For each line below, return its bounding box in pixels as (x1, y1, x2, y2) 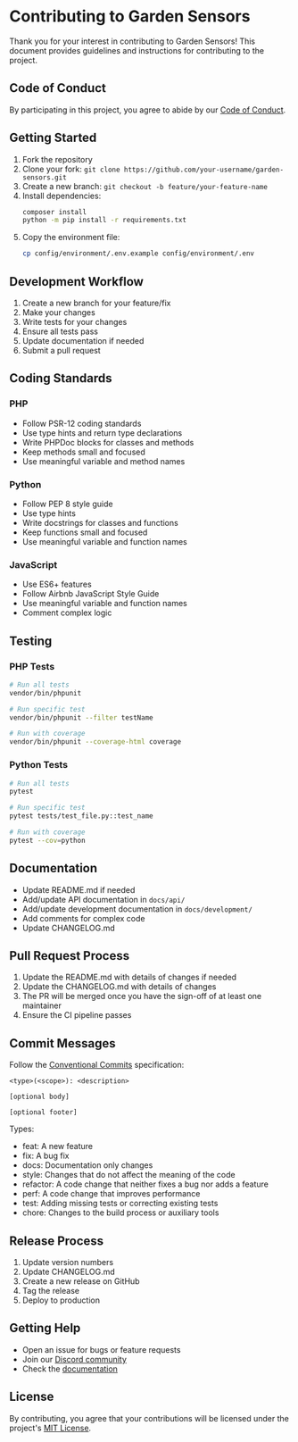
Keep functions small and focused (21, 527, 148, 538)
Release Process (9, 1233, 104, 1248)
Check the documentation (21, 1363, 119, 1374)
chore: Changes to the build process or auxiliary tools (21, 1207, 219, 1218)
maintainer (21, 1000, 62, 1011)
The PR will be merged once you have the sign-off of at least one (21, 991, 262, 1002)
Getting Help (9, 1321, 81, 1336)
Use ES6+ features (21, 579, 92, 590)
